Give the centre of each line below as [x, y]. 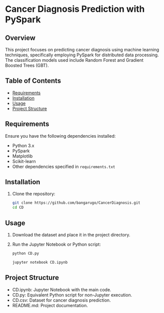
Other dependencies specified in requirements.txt [64, 166]
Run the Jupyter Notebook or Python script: [56, 244]
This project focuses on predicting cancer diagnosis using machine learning [82, 50]
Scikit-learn [24, 161]
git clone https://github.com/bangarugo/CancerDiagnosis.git [76, 203]
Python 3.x [23, 145]
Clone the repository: [34, 194]
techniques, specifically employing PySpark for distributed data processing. [82, 55]
